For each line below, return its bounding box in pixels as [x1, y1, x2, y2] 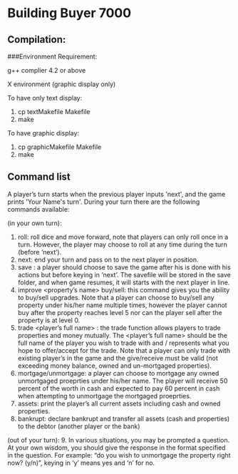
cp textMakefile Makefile [17, 108, 90, 115]
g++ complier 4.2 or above [7, 66, 86, 74]
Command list [7, 171, 71, 183]
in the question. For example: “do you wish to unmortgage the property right [7, 450, 231, 459]
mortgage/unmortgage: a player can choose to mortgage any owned [17, 369, 219, 377]
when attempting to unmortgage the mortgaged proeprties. [17, 391, 192, 400]
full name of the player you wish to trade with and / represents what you [17, 339, 229, 347]
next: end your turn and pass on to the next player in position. [17, 255, 199, 264]
